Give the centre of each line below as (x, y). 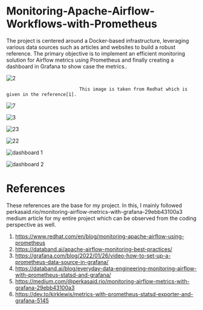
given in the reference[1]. (42, 94)
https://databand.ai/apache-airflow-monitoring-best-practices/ (94, 249)
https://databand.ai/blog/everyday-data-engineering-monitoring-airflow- (106, 268)
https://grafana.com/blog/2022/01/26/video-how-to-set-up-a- (93, 256)
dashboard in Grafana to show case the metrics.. (67, 66)
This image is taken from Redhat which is (134, 89)
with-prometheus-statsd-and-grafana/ (63, 275)
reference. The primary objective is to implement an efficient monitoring (96, 53)
